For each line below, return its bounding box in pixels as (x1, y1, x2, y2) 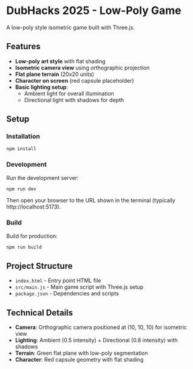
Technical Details (6, 308, 73, 318)
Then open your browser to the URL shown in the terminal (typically (6, 197, 176, 204)
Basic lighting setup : (15, 83, 69, 91)
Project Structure (6, 261, 73, 271)
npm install (6, 146, 36, 152)
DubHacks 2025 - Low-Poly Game (6, 4, 181, 18)
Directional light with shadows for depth (24, 96, 124, 103)
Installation (6, 132, 41, 140)
